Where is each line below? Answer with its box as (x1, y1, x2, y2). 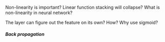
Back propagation (5, 31, 45, 37)
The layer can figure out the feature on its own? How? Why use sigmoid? (5, 20, 158, 25)
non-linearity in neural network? (5, 10, 73, 16)
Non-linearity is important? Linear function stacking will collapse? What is (5, 5, 160, 10)
